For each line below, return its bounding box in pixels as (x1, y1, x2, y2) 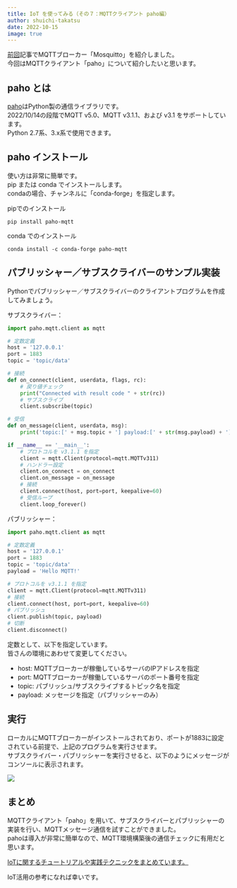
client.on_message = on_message (20, 475, 115, 482)
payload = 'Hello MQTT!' (7, 567, 80, 575)
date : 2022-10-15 (7, 23, 59, 30)
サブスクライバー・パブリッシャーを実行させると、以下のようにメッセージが (7, 751, 229, 759)
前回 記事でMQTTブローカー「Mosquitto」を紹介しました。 (7, 50, 178, 59)
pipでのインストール (7, 204, 66, 212)
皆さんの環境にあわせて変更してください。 (7, 649, 131, 657)
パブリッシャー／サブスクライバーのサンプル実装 (7, 267, 220, 279)
